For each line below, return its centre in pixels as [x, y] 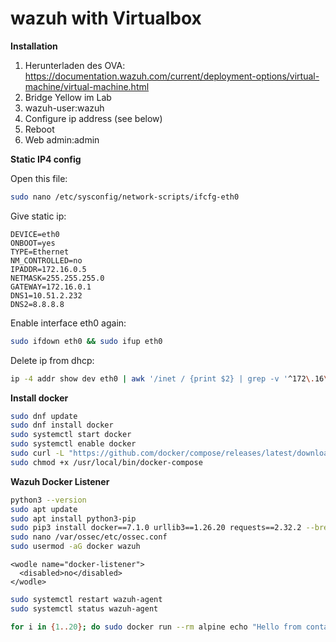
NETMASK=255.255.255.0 [57, 278]
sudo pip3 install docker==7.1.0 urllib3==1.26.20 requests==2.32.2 [156, 528]
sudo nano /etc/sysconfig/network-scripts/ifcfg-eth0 [125, 197]
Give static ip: [38, 216]
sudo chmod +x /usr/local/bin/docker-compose [106, 462]
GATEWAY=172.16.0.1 [51, 287]
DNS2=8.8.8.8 [37, 304]
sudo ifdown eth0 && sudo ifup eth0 [86, 341]
